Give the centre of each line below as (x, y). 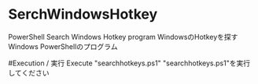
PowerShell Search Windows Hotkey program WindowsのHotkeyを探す (123, 37)
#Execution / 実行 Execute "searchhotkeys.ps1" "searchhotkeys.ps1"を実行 (129, 63)
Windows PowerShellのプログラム (63, 46)
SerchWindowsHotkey (83, 14)
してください (29, 72)
